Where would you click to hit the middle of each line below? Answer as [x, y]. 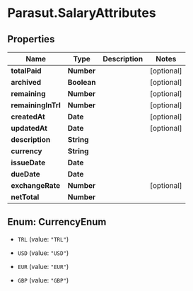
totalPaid [26, 71]
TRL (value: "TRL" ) [43, 239]
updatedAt [29, 128]
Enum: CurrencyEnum [57, 222]
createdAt [28, 117]
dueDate [25, 174]
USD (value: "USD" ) [43, 253]
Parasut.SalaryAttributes [82, 13]
